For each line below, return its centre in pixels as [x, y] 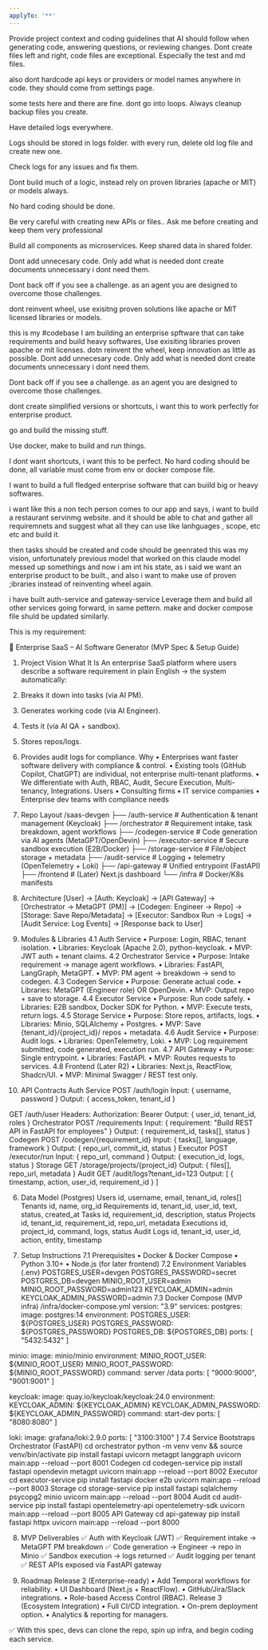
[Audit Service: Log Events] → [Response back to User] [112, 924]
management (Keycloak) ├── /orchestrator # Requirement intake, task [136, 823]
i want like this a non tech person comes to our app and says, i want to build [134, 508]
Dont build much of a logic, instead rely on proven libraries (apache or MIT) [132, 182]
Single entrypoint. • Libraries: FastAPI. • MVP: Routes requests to [128, 1058]
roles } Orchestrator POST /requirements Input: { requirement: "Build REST [131, 1122]
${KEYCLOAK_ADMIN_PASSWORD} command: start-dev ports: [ [115, 1413]
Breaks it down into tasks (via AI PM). [82, 694]
